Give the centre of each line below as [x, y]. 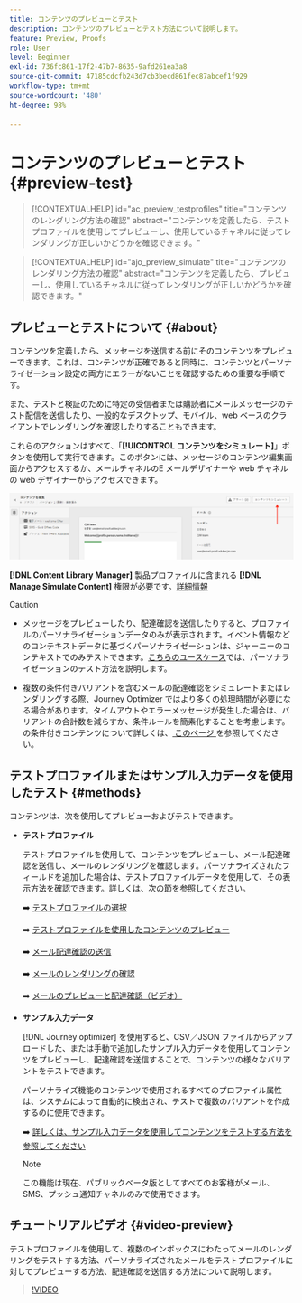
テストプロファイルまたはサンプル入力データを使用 [151, 775]
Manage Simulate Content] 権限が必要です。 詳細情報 [109, 587]
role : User [30, 48]
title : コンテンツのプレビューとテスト [74, 19]
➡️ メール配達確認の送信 [67, 952]
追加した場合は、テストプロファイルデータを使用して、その [172, 877]
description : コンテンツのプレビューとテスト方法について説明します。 [126, 28]
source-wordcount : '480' [56, 95]
